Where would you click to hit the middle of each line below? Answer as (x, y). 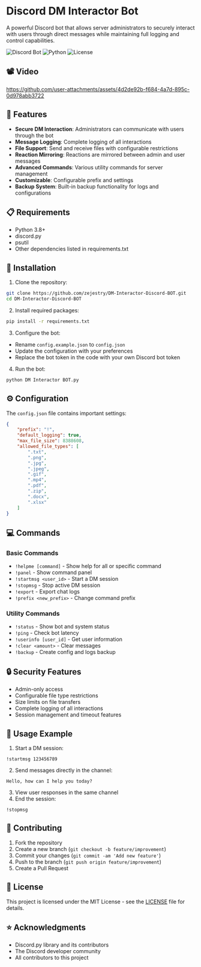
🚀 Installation (31, 268)
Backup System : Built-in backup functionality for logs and (87, 186)
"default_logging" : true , (49, 435)
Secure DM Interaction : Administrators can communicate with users (99, 129)
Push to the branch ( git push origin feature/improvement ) (88, 862)
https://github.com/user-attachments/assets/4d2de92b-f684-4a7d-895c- (98, 89)
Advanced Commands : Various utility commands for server (89, 167)
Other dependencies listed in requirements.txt (72, 249)
